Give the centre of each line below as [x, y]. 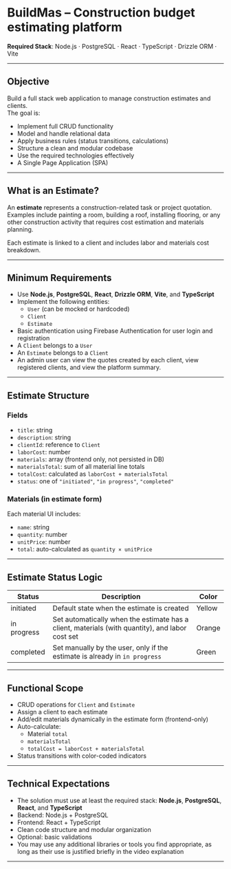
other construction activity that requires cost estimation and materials [106, 222]
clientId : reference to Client [59, 445]
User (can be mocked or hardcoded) [78, 309]
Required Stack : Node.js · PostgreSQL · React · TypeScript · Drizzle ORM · [112, 46]
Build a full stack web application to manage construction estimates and [109, 98]
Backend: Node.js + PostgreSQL [63, 815]
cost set [66, 637]
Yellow [207, 608]
